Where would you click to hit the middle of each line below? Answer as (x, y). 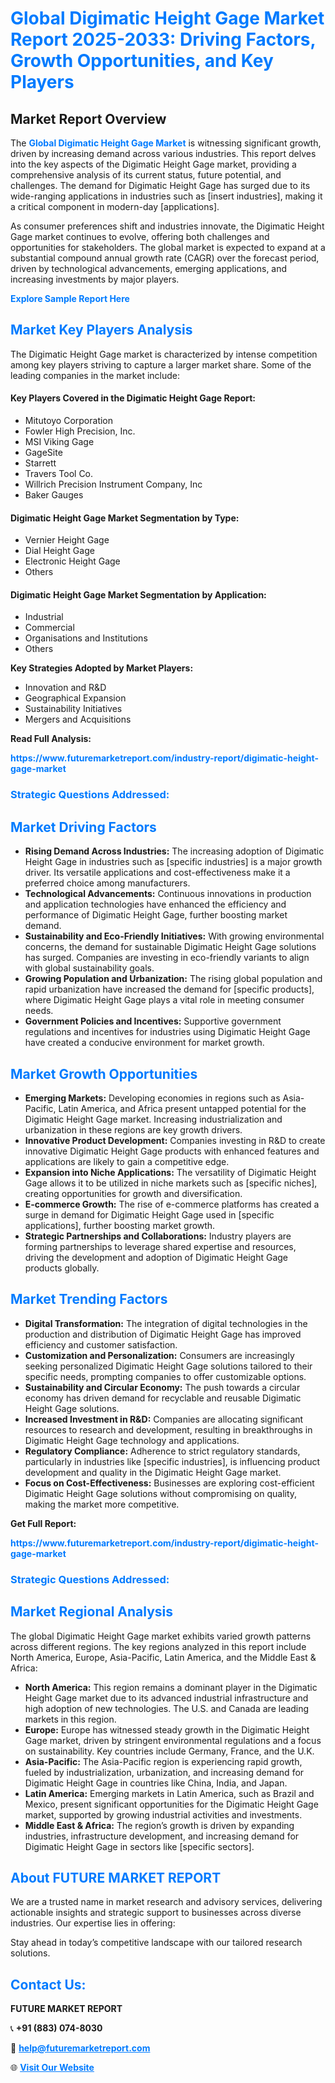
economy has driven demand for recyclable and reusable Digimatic (163, 1398)
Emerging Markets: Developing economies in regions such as (152, 1098)
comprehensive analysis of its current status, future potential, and (146, 175)
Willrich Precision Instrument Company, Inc (113, 484)
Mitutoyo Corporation (69, 421)
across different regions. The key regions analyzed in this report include (158, 1646)
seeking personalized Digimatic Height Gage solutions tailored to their (168, 1366)
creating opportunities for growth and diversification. (133, 1193)
